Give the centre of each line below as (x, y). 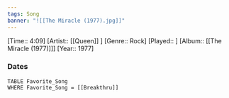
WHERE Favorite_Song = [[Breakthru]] (63, 87)
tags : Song (23, 14)
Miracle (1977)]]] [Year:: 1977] (51, 48)
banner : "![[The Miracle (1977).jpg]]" (66, 21)
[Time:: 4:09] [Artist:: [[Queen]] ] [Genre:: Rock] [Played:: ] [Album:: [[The (114, 40)
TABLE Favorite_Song (38, 81)
